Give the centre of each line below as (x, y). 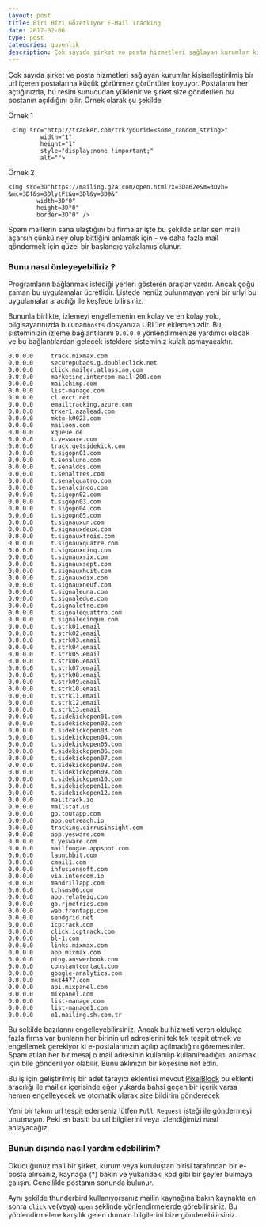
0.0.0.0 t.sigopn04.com (55, 509)
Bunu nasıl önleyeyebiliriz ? (62, 266)
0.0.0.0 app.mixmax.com (55, 953)
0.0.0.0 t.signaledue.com (58, 599)
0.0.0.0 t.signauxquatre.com (63, 544)
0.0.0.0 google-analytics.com (65, 973)
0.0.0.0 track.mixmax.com (58, 356)
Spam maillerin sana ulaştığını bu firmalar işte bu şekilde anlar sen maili (124, 229)
